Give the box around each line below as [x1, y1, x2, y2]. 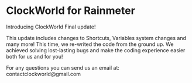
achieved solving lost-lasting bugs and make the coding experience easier [6, 46, 186, 53]
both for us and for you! [6, 53, 63, 60]
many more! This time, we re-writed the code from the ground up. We [6, 41, 174, 48]
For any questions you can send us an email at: [6, 64, 120, 71]
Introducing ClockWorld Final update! [6, 23, 96, 30]
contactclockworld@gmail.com [6, 70, 81, 77]
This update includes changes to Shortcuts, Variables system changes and [6, 34, 186, 41]
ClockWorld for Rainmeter [6, 4, 136, 17]
